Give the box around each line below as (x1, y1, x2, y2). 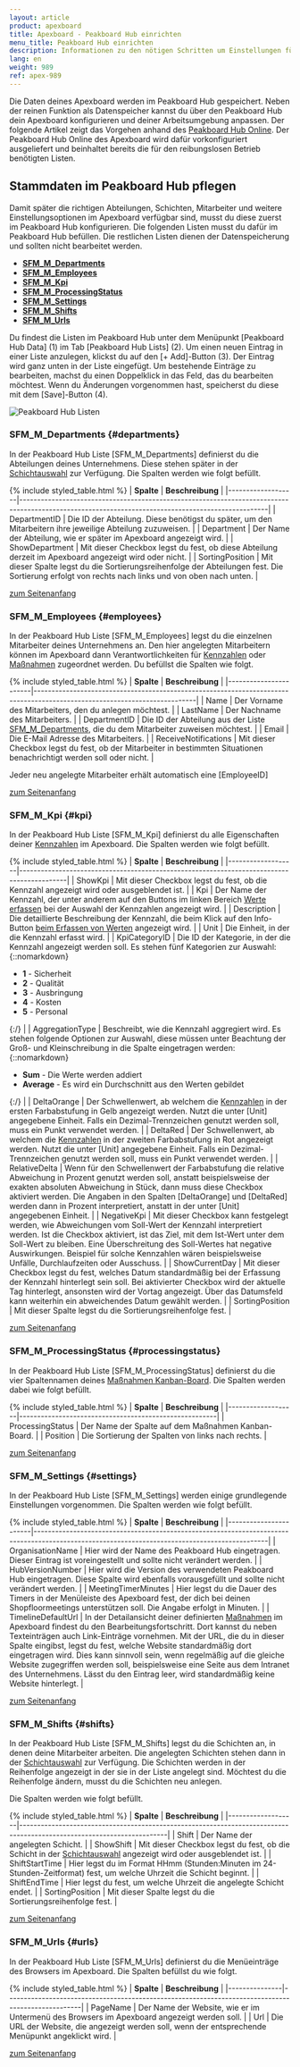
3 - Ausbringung (21, 987, 83, 998)
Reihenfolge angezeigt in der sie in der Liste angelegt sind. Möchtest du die (9, 1767, 287, 1777)
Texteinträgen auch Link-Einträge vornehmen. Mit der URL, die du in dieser (9, 1631, 285, 1642)
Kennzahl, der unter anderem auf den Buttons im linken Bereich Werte (9, 895, 266, 905)
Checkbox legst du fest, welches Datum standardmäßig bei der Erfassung (9, 1267, 281, 1278)
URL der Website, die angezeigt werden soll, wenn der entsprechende (9, 2021, 267, 2031)
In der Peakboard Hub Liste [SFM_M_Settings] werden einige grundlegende (9, 1490, 287, 1501)
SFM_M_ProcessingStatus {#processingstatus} (9, 1345, 221, 1357)
